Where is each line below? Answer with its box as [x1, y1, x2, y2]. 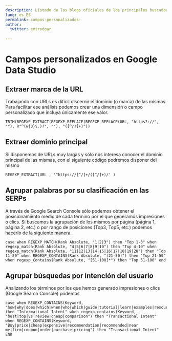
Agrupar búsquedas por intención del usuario [5, 272, 154, 280]
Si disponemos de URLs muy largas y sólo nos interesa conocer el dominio [5, 151, 163, 157]
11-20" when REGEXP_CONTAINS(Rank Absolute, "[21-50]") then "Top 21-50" [5, 253, 166, 258]
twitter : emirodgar [10, 27, 52, 32]
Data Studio [5, 65, 56, 76]
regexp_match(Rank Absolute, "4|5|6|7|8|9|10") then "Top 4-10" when [5, 244, 157, 249]
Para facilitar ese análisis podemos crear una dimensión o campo [5, 104, 143, 110]
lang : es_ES [5, 12, 31, 17]
